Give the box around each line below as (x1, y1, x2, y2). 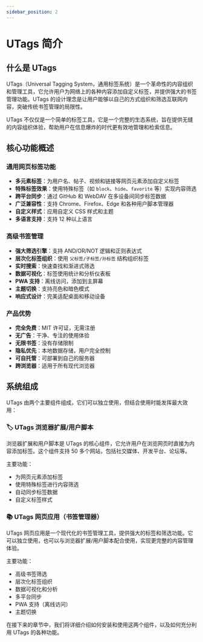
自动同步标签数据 (14, 488, 58, 496)
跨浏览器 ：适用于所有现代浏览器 (14, 362, 95, 369)
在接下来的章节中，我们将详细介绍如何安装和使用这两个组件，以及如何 (6, 621, 181, 629)
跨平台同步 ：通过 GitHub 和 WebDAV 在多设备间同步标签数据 (14, 192, 167, 200)
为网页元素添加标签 (14, 473, 63, 481)
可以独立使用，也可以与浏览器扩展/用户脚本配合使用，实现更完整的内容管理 (6, 537, 194, 544)
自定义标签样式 (14, 496, 53, 504)
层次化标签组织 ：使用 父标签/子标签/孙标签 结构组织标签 (14, 254, 149, 262)
